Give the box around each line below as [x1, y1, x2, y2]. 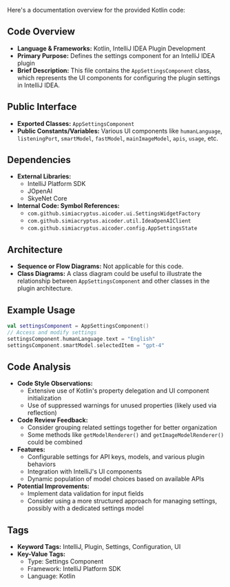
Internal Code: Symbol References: [17, 202, 121, 210]
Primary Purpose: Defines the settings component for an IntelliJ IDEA [17, 51, 216, 59]
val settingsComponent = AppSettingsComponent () [7, 323, 149, 330]
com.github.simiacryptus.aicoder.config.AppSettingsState [27, 225, 198, 232]
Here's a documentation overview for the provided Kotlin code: [7, 6, 186, 14]
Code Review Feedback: [17, 416, 88, 425]
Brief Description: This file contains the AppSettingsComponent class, [17, 66, 211, 75]
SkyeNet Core [27, 194, 67, 203]
